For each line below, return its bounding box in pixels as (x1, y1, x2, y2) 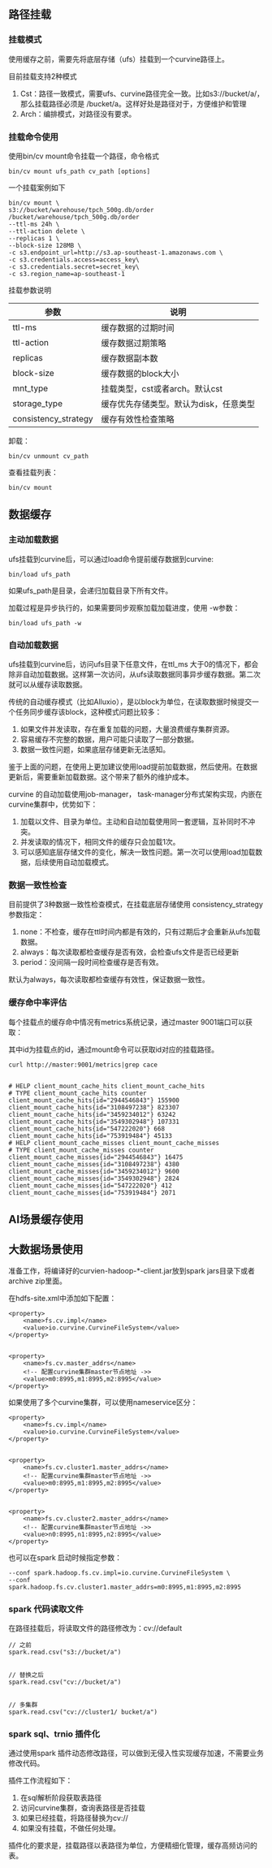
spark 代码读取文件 (8, 1603, 84, 1615)
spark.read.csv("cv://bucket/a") (8, 1678, 122, 1687)
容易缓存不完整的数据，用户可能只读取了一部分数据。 (19, 734, 199, 744)
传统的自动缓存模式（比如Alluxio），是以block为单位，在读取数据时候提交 (8, 697, 253, 707)
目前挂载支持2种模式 (8, 71, 77, 81)
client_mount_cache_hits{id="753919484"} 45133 (8, 1131, 173, 1139)
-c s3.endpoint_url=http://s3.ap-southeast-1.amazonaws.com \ (8, 249, 223, 257)
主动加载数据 (8, 534, 59, 546)
